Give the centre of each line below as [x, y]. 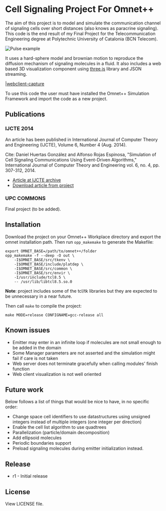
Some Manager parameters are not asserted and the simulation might [84, 353]
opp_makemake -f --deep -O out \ [40, 255]
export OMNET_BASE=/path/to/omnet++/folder [51, 251]
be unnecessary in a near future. [39, 296]
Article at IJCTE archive [37, 180]
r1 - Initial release [30, 476]
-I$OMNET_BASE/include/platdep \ [49, 264]
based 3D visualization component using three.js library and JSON [74, 69]
